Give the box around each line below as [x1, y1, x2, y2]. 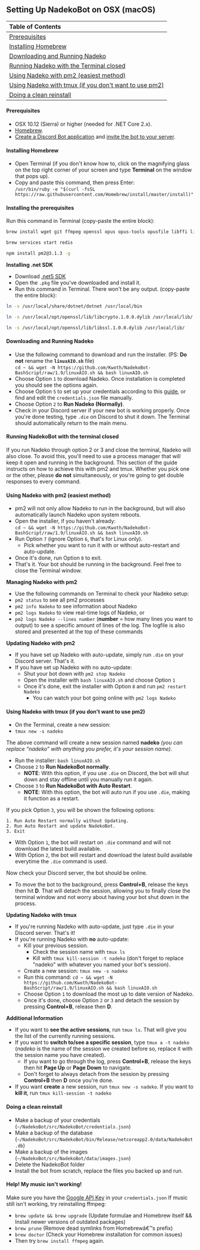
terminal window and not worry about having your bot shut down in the [14, 894, 189, 901]
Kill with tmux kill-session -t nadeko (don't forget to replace [32, 954, 184, 962]
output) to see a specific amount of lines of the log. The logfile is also [14, 622, 185, 629]
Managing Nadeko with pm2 [6, 579, 77, 586]
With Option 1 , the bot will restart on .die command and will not [14, 839, 171, 846]
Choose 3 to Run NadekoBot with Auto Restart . [14, 782, 132, 789]
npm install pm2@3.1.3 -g [6, 250, 70, 257]
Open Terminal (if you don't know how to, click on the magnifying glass [14, 160, 190, 167]
